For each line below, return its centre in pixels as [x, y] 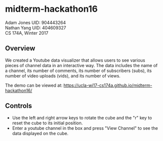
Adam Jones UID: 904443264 [35, 23]
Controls [19, 106]
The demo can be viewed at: [34, 85]
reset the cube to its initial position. [47, 123]
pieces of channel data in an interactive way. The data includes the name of [81, 65]
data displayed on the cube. [40, 133]
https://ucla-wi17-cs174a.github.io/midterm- [108, 85]
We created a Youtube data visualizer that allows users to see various [75, 60]
